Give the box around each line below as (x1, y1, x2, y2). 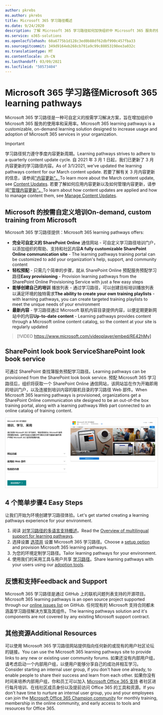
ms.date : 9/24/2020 (5, 23, 45, 28)
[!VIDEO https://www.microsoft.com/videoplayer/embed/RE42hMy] (16, 333, 151, 339)
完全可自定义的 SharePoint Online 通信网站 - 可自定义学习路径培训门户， (12, 240, 158, 245)
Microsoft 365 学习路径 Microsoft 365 (5, 87, 158, 98)
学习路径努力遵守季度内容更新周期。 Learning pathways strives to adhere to (5, 151, 156, 157)
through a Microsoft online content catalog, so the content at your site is (12, 319, 157, 324)
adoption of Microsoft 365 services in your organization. (5, 131, 118, 137)
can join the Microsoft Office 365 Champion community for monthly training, (5, 695, 158, 701)
